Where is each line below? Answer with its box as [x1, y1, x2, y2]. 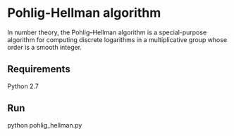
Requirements [7, 63, 70, 75]
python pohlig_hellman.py [7, 121, 82, 129]
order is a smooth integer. [7, 43, 82, 51]
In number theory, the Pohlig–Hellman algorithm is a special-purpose [7, 28, 207, 36]
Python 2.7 [7, 82, 39, 90]
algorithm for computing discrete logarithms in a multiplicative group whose [7, 35, 228, 43]
